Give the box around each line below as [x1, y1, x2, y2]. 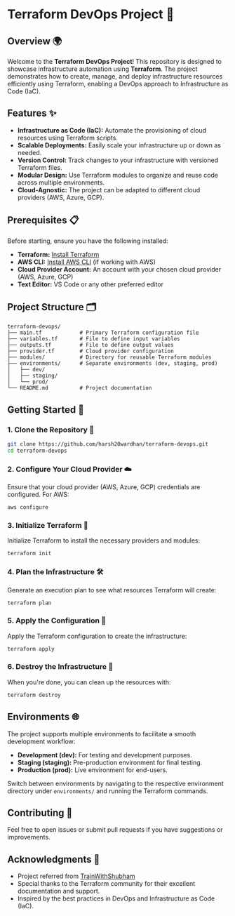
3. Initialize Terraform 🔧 [7, 520, 89, 530]
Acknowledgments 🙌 [7, 853, 100, 865]
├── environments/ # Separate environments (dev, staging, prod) [7, 360, 218, 367]
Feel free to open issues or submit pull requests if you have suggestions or [7, 825, 223, 834]
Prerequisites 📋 [7, 214, 79, 227]
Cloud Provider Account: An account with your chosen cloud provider [17, 265, 222, 273]
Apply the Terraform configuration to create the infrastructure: [7, 632, 187, 640]
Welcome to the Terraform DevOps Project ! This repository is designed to [7, 58, 222, 65]
